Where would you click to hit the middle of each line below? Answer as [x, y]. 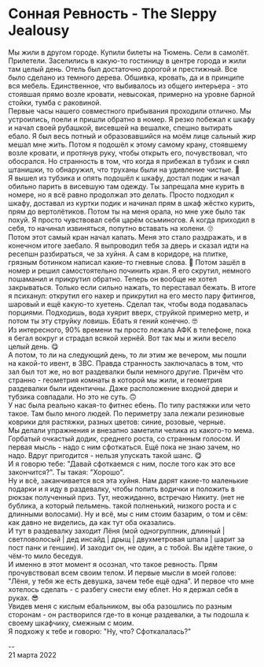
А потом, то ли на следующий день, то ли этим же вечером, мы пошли [127, 355]
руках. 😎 [24, 598]
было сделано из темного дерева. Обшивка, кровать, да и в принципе [126, 77]
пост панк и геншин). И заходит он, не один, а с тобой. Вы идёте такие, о [131, 547]
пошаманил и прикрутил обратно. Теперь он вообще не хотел [113, 279]
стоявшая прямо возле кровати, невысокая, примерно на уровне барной [132, 94]
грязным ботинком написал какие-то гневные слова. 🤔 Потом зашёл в [127, 262]
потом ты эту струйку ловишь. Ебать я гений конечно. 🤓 [103, 321]
